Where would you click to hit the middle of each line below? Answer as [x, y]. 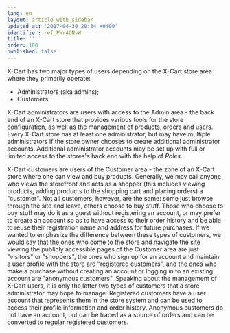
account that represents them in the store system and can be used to [105, 300]
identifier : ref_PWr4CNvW [44, 33]
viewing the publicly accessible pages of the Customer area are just [103, 249]
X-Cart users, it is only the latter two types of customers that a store [103, 286]
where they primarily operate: [49, 78]
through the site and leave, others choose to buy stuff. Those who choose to [115, 206]
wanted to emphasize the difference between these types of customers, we [114, 234]
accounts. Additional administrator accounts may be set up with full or [106, 149]
